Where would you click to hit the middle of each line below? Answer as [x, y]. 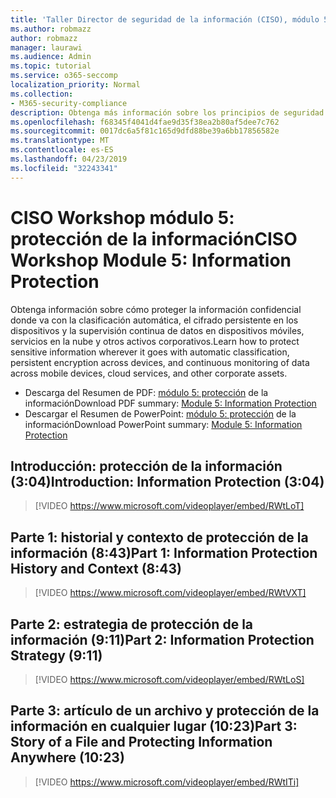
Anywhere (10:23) [67, 757]
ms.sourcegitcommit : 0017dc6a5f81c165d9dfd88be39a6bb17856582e [145, 131]
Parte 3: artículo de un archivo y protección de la [165, 711]
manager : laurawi [46, 47]
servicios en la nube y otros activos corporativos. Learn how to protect [155, 341]
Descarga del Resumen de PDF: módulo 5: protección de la [146, 392]
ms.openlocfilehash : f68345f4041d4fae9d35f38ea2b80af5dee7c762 [145, 122]
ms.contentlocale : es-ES [62, 150]
